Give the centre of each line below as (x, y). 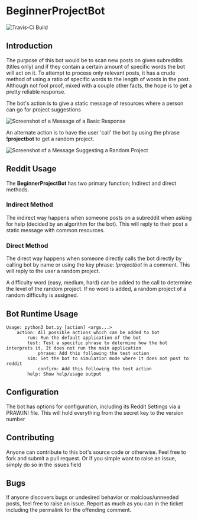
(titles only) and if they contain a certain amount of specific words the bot (95, 66)
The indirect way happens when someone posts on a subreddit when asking (99, 217)
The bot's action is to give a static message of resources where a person (95, 103)
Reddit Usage (31, 169)
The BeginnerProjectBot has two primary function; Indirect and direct (91, 183)
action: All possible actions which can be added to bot (88, 332)
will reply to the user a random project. (53, 271)
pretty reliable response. (36, 92)
